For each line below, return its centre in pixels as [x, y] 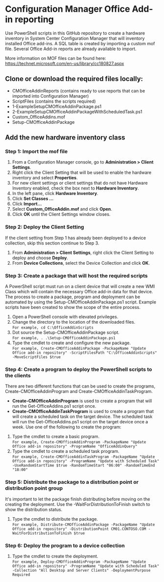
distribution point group [34, 488]
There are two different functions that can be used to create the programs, [80, 386]
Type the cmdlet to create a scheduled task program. [66, 451]
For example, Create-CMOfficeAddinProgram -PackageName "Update [79, 442]
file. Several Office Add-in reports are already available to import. [71, 49]
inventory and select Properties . [45, 178]
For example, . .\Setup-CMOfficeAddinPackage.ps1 [64, 338]
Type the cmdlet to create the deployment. [55, 556]
